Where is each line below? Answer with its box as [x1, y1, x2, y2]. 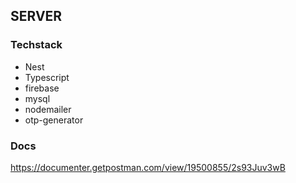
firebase [24, 82, 60, 94]
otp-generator [24, 114, 84, 126]
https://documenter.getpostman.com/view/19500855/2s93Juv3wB [10, 161, 286, 173]
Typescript [24, 71, 70, 83]
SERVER [10, 8, 63, 25]
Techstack [10, 38, 63, 52]
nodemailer [24, 103, 72, 115]
